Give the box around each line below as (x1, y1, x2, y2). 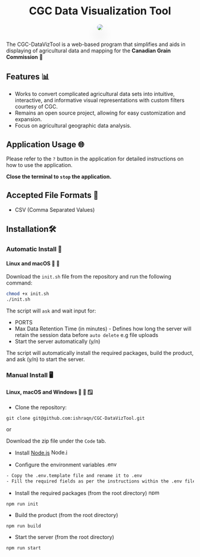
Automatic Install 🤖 (6, 245, 62, 253)
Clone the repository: (14, 404, 67, 411)
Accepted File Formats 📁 (6, 190, 99, 200)
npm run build (6, 523, 42, 529)
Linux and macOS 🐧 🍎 (6, 259, 60, 267)
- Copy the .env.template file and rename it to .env (6, 473, 143, 479)
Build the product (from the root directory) (14, 511, 118, 518)
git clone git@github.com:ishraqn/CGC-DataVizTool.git (6, 416, 145, 422)
